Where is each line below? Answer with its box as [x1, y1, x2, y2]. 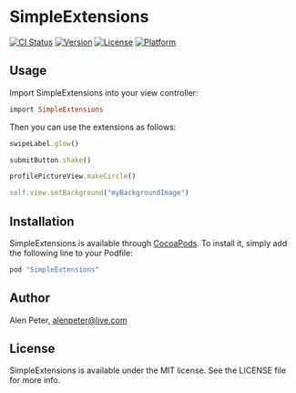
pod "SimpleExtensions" [9, 264, 100, 274]
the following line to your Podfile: [9, 247, 134, 258]
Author [9, 290, 50, 306]
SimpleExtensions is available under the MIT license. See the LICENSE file [9, 365, 287, 376]
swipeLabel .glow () [9, 139, 79, 148]
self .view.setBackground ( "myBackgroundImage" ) [9, 189, 189, 198]
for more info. [9, 375, 61, 386]
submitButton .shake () [9, 155, 92, 165]
